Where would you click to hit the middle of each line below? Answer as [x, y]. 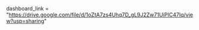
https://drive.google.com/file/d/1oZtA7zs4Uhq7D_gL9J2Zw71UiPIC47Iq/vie [101, 15]
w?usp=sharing [25, 21]
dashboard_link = [27, 9]
